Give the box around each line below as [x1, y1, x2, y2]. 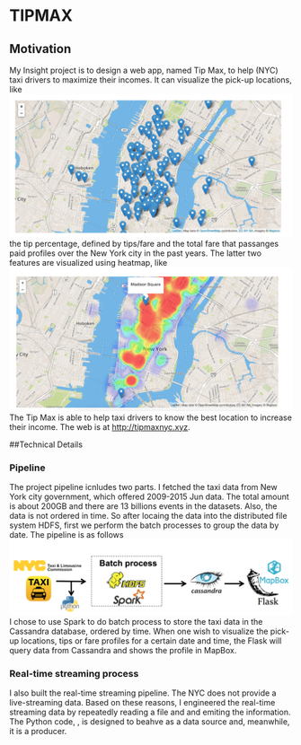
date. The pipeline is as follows [9, 529, 124, 539]
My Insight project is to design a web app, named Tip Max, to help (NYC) [9, 65, 279, 75]
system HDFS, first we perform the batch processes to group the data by [9, 520, 279, 530]
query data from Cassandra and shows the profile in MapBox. [9, 644, 237, 655]
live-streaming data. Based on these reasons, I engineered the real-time [9, 697, 276, 708]
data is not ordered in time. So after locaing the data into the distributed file [9, 510, 288, 521]
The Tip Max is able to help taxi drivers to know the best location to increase [9, 412, 292, 423]
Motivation [9, 41, 72, 57]
